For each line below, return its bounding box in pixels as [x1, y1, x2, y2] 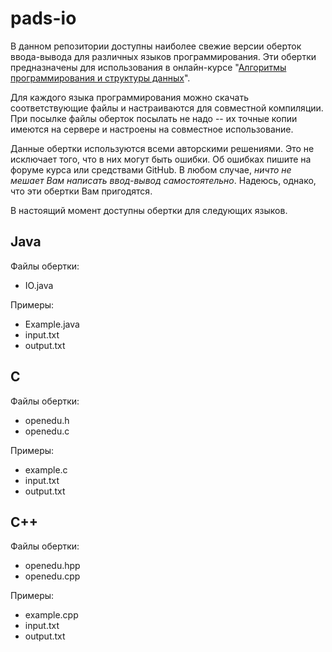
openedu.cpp [24, 570, 81, 582]
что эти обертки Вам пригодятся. [10, 185, 153, 197]
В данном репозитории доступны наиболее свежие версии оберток [10, 40, 302, 52]
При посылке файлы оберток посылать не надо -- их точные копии [10, 112, 298, 124]
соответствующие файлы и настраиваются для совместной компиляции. [10, 102, 324, 114]
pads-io [10, 7, 77, 30]
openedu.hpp [24, 560, 81, 572]
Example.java [24, 318, 80, 330]
